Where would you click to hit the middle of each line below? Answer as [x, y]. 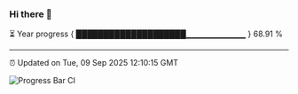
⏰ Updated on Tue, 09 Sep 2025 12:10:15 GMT [94, 63]
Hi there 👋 [31, 14]
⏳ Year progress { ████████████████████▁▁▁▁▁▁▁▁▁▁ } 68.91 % [146, 34]
